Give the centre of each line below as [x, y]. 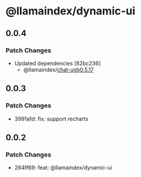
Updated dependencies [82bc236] [57, 63]
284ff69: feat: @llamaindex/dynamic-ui [63, 168]
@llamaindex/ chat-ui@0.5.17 [58, 70]
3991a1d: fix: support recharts [51, 119]
